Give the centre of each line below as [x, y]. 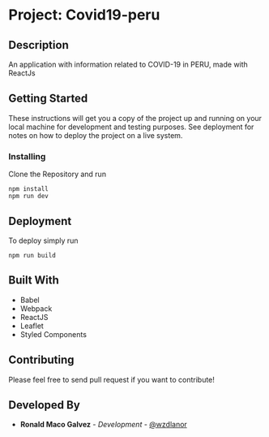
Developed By [45, 405]
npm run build [32, 255]
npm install [28, 189]
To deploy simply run [43, 240]
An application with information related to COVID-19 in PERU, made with [128, 64]
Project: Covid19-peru [84, 15]
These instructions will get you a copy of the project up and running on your [135, 118]
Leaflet [32, 326]
